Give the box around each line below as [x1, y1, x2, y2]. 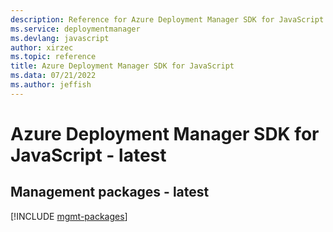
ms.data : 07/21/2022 [10, 71, 97, 81]
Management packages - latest [10, 184, 210, 201]
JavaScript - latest [10, 144, 167, 166]
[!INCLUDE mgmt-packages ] [10, 210, 128, 222]
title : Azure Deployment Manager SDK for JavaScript [10, 61, 235, 71]
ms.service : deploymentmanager [10, 24, 141, 34]
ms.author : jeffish [10, 80, 92, 90]
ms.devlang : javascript [10, 33, 110, 43]
